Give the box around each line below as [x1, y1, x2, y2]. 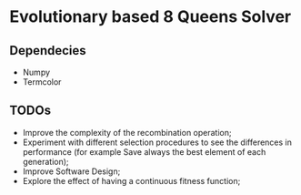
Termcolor [22, 77, 62, 87]
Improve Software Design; [22, 166, 121, 177]
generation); [22, 156, 70, 167]
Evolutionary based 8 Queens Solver [9, 6, 292, 27]
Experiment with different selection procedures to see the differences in [22, 137, 293, 148]
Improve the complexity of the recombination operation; [22, 127, 232, 138]
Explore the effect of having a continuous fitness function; [22, 175, 241, 186]
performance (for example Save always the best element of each [22, 146, 266, 157]
